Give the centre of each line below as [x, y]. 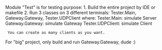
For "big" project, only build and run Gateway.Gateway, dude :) [70, 42]
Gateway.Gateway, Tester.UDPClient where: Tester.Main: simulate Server [81, 18]
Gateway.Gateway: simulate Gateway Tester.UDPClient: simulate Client [79, 23]
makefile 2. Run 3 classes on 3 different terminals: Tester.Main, [71, 13]
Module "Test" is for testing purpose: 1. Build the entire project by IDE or [80, 7]
